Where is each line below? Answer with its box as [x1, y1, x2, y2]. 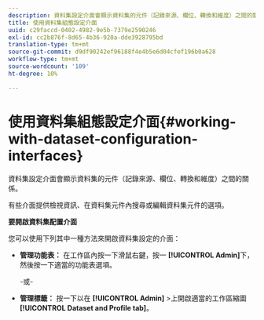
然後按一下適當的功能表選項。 [19, 260, 116, 269]
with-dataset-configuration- [8, 130, 199, 147]
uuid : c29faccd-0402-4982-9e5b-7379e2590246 [8, 26, 156, 34]
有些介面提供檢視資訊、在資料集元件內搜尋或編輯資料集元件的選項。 [8, 200, 229, 209]
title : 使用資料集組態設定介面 [8, 19, 97, 27]
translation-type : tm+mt [8, 41, 90, 49]
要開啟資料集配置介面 [8, 216, 77, 226]
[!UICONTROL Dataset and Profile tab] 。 [19, 303, 153, 312]
